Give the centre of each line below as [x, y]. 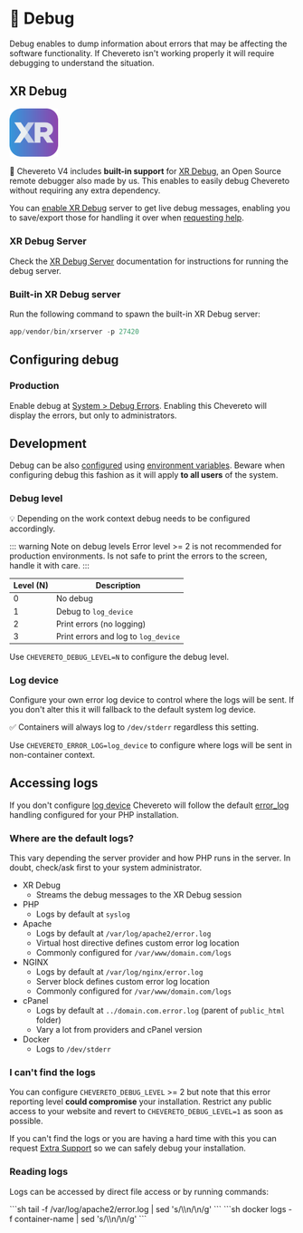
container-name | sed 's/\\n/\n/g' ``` [81, 1218]
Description [118, 586]
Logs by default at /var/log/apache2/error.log [123, 934]
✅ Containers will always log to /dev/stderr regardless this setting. [134, 727]
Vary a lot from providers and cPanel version [119, 1030]
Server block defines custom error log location [123, 982]
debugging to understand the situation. [82, 63]
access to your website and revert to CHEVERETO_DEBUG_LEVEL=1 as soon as [146, 1112]
